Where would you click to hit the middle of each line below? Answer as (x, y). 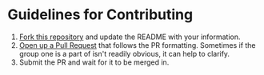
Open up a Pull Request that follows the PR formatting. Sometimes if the (138, 45)
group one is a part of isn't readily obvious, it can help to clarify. (124, 53)
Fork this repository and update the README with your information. (130, 37)
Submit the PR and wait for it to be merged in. (94, 62)
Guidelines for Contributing (100, 15)
